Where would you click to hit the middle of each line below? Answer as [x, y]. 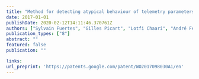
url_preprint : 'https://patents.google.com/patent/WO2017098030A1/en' [95, 67]
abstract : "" [22, 39]
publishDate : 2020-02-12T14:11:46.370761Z [59, 23]
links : [14, 61]
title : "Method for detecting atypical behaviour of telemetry [86, 12]
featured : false [26, 45]
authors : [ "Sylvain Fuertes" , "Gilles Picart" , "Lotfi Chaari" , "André [96, 28]
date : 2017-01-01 [28, 17]
